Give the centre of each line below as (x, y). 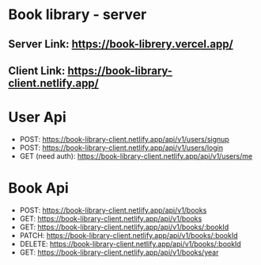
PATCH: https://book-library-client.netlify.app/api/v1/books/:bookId (129, 235)
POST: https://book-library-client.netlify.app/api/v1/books (113, 210)
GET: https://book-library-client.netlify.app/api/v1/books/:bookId (124, 227)
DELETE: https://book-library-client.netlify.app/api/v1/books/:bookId (130, 244)
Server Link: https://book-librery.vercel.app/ (121, 44)
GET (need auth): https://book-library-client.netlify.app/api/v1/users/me (136, 156)
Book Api (38, 188)
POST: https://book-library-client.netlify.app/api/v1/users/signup (124, 139)
